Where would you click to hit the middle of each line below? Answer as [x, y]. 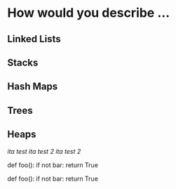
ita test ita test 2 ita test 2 [44, 151]
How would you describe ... [89, 13]
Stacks [23, 62]
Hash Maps [33, 87]
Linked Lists [34, 39]
